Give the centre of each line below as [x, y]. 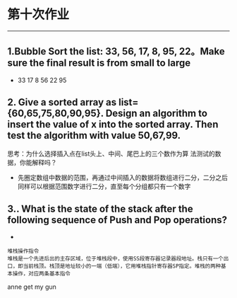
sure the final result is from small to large [99, 63]
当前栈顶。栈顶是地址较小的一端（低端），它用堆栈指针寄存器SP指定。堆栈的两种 [122, 266]
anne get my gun [32, 287]
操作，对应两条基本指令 [41, 274]
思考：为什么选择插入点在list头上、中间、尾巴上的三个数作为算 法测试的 [111, 154]
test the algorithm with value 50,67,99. [94, 136]
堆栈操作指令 [23, 251]
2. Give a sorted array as [62, 102]
